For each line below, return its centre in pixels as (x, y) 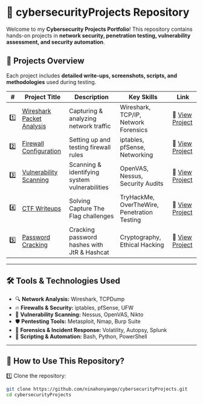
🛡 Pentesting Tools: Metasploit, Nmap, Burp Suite (78, 321)
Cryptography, (140, 237)
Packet (32, 119)
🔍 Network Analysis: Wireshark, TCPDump (70, 299)
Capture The (87, 208)
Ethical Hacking (142, 244)
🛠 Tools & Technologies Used (63, 281)
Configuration (42, 151)
